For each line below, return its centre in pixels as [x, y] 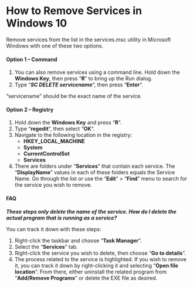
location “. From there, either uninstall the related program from [91, 272]
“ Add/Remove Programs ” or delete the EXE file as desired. [86, 278]
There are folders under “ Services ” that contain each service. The [95, 166]
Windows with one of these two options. [55, 46]
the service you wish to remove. [53, 185]
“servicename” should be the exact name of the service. [74, 96]
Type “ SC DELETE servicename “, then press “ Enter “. [79, 85]
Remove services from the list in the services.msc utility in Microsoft [89, 39]
